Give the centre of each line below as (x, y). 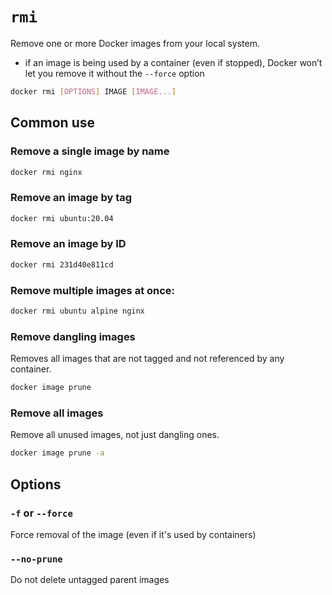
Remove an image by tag (71, 198)
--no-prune (36, 559)
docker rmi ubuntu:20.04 (62, 218)
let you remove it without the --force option (114, 73)
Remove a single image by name (90, 151)
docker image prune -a (57, 453)
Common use (53, 123)
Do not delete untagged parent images (90, 580)
